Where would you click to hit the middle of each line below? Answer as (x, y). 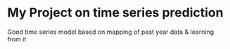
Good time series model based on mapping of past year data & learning (111, 32)
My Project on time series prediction (115, 13)
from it (17, 39)
